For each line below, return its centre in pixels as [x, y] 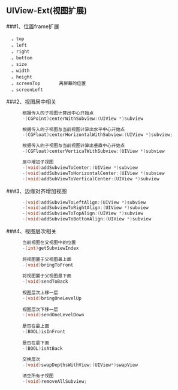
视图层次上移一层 [40, 292]
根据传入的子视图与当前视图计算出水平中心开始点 [73, 129]
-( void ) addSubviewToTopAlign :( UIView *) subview [83, 214]
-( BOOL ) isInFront [44, 332]
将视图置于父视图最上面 [47, 259]
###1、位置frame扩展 [33, 26]
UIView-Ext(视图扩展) [47, 11]
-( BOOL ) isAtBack [42, 348]
